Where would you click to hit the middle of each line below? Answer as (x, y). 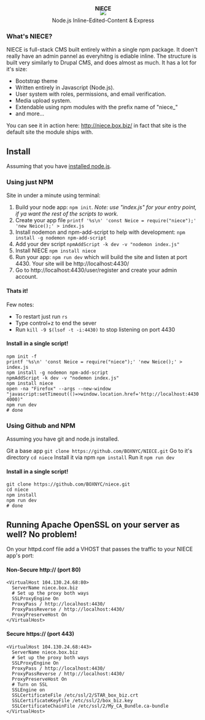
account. (26, 277)
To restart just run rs (41, 316)
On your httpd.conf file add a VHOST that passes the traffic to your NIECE (100, 549)
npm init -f (21, 356)
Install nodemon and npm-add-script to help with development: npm (100, 232)
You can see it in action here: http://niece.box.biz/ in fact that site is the (96, 126)
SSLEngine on (29, 690)
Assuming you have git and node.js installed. (63, 439)
